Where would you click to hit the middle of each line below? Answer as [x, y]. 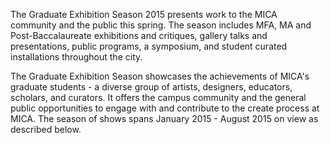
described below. [46, 129]
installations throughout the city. [76, 57]
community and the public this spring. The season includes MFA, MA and [161, 25]
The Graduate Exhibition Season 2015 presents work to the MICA [144, 14]
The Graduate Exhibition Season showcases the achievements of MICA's [160, 76]
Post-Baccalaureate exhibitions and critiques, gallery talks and [139, 35]
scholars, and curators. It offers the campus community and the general [158, 97]
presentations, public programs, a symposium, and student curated [149, 46]
